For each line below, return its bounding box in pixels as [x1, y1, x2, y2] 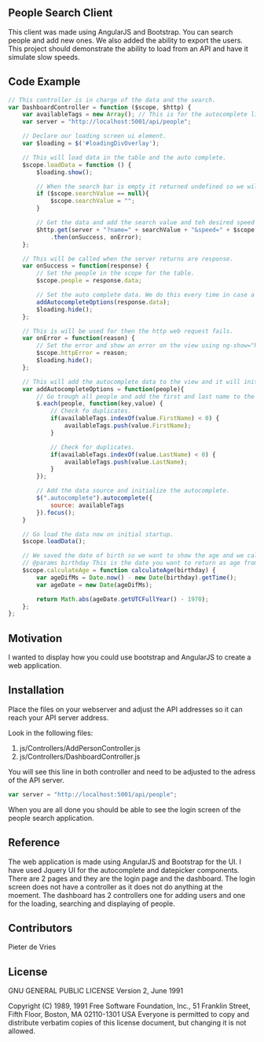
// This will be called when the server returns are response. [22, 255, 234, 263]
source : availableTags [49, 501, 125, 509]
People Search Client [8, 6, 113, 20]
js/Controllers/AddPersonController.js [19, 743, 141, 752]
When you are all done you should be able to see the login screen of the [8, 804, 241, 814]
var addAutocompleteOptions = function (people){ [22, 385, 185, 393]
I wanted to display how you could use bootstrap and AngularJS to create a [8, 652, 251, 662]
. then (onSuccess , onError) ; [49, 233, 143, 241]
